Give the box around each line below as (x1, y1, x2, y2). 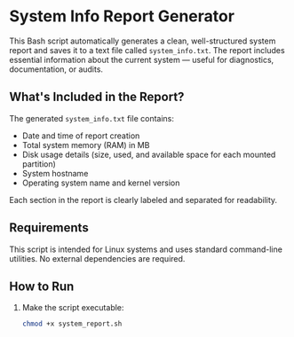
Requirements (9, 220, 89, 236)
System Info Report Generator (9, 6, 235, 27)
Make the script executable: (21, 302, 124, 313)
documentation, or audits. (9, 64, 104, 74)
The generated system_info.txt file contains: (9, 113, 175, 123)
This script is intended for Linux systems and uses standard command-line (9, 244, 282, 255)
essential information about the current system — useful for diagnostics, (9, 54, 274, 65)
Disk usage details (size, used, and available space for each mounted (21, 149, 276, 160)
